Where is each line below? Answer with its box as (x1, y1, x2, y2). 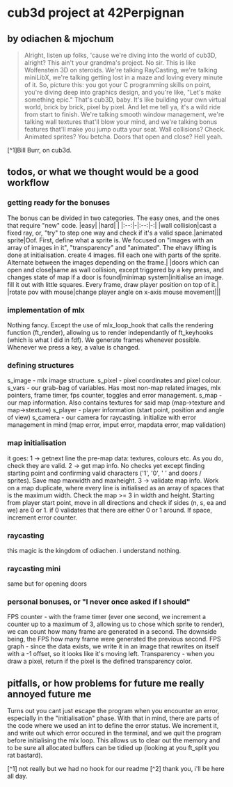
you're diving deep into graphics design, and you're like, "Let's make (24, 88, 221, 96)
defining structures (7, 360, 74, 370)
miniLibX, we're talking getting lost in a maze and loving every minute (24, 73, 223, 81)
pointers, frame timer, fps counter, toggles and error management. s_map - (7, 391, 223, 400)
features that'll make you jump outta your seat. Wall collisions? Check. (24, 125, 225, 133)
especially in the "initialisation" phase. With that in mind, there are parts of (7, 714, 220, 722)
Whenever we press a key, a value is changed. (7, 343, 140, 351)
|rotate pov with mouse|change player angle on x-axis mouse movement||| (7, 288, 221, 296)
